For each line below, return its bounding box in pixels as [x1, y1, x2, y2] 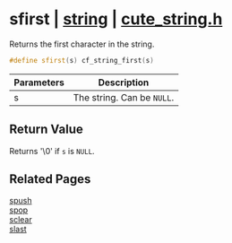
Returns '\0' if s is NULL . [9, 145, 96, 156]
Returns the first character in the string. [9, 39, 155, 49]
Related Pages [9, 171, 91, 187]
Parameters [13, 76, 64, 89]
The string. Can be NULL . [73, 91, 175, 103]
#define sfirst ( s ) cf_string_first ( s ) [9, 56, 154, 65]
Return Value [9, 122, 83, 137]
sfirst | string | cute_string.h [9, 9, 223, 30]
